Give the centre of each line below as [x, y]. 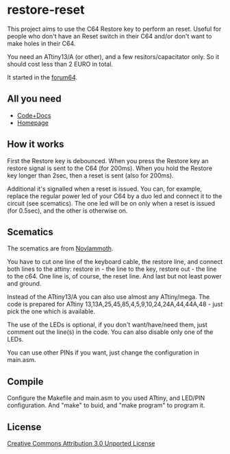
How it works [36, 144]
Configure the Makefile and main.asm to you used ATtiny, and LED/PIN [106, 398]
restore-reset [46, 10]
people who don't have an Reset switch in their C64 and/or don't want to [110, 36]
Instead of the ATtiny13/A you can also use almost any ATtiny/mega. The [108, 297]
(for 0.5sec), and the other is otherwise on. [67, 211]
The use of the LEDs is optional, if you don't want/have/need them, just [107, 325]
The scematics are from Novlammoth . [60, 248]
